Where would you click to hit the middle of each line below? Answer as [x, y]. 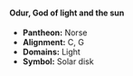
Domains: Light [52, 52]
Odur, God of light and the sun [67, 13]
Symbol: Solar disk [58, 62]
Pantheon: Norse [55, 33]
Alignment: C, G [53, 43]
